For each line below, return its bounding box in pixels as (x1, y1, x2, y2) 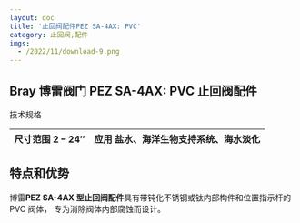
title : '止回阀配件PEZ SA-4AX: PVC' (9, 22, 142, 31)
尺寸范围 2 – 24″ (14, 133, 85, 146)
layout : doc (9, 13, 55, 23)
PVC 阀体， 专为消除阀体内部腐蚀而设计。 (9, 203, 166, 214)
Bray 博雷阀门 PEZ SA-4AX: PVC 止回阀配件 (9, 83, 257, 98)
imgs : (9, 38, 30, 48)
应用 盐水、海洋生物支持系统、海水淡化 (94, 133, 261, 146)
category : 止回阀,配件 (9, 30, 89, 39)
